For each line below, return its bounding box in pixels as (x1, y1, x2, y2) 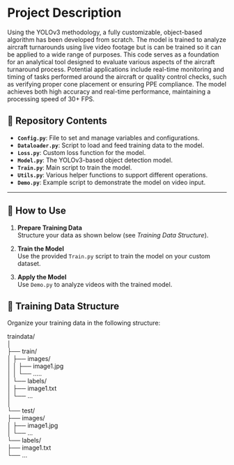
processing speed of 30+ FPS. (7, 94, 95, 103)
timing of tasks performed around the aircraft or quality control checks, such (7, 72, 227, 81)
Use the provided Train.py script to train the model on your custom (17, 251, 211, 260)
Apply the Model (17, 272, 67, 281)
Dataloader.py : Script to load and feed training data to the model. (17, 141, 205, 149)
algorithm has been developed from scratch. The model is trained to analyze (7, 35, 226, 43)
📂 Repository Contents (7, 115, 108, 127)
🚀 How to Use (7, 205, 66, 217)
